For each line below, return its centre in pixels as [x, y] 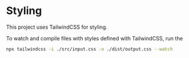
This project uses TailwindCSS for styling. [57, 27]
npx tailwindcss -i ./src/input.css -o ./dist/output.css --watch [89, 49]
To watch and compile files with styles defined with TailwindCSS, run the [94, 38]
